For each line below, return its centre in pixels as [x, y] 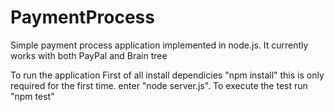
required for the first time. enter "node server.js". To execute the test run [159, 85]
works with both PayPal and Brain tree [89, 55]
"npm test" [32, 96]
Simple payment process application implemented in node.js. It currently [159, 45]
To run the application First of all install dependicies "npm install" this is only [167, 75]
